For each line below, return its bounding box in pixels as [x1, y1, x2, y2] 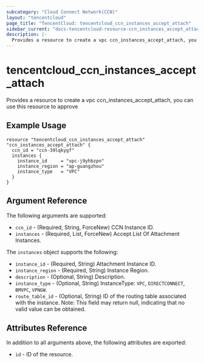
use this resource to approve [6, 103, 78, 110]
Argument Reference [6, 196, 87, 206]
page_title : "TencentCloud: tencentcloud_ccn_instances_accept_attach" [6, 20, 191, 26]
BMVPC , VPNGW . [15, 286, 47, 293]
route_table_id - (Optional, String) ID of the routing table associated [15, 292, 186, 300]
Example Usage [6, 120, 67, 131]
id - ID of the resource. [15, 351, 73, 358]
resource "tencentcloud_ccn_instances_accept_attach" [6, 136, 146, 143]
